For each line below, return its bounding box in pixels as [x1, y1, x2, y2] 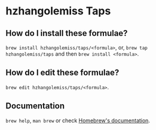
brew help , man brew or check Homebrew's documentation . [5, 117, 151, 124]
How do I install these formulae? [5, 28, 128, 38]
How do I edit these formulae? [5, 68, 120, 78]
